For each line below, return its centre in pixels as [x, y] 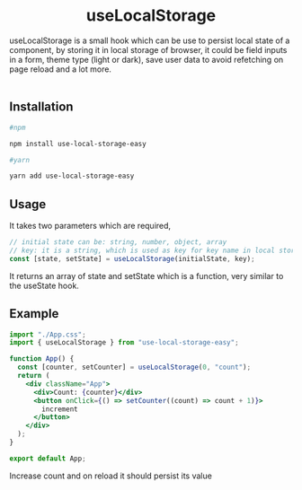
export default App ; [48, 459]
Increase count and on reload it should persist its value [111, 476]
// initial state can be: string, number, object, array [118, 242]
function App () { [42, 359]
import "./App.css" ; [48, 334]
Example [34, 314]
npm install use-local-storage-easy [78, 144]
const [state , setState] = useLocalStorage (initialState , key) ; [132, 258]
